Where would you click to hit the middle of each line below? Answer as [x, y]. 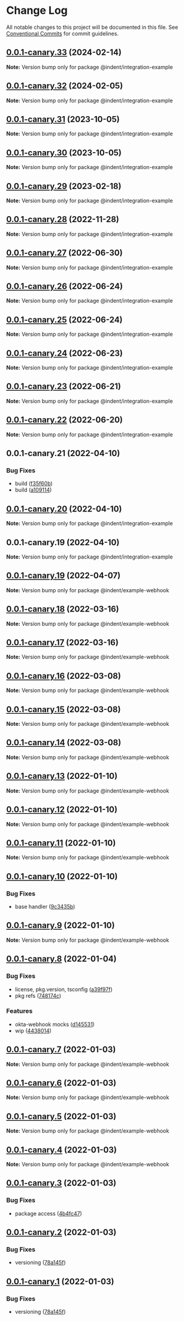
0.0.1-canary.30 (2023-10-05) [64, 153]
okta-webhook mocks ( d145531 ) [55, 1024]
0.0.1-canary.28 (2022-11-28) [63, 219]
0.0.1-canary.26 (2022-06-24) [64, 286]
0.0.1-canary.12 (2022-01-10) [62, 810]
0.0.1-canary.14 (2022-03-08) [64, 743]
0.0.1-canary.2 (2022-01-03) [61, 1232]
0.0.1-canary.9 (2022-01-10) [61, 925]
